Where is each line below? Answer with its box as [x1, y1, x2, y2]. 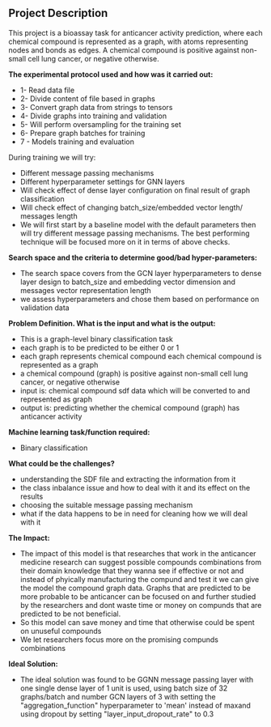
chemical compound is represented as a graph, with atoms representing [8, 36, 248, 46]
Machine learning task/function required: [8, 427, 150, 436]
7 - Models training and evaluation [19, 137, 135, 147]
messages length [19, 210, 78, 221]
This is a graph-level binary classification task [19, 334, 174, 343]
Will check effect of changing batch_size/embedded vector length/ [19, 202, 243, 212]
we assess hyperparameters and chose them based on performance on [19, 294, 260, 304]
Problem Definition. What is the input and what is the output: [8, 318, 216, 328]
